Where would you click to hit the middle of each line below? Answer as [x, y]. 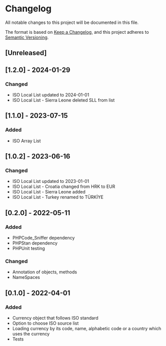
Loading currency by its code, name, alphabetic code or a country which [87, 329]
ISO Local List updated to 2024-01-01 [51, 95]
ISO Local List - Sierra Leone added [49, 192]
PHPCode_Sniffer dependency [43, 238]
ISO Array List [27, 141]
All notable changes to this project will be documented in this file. [72, 22]
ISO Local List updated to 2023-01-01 [51, 181]
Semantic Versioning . [27, 37]
